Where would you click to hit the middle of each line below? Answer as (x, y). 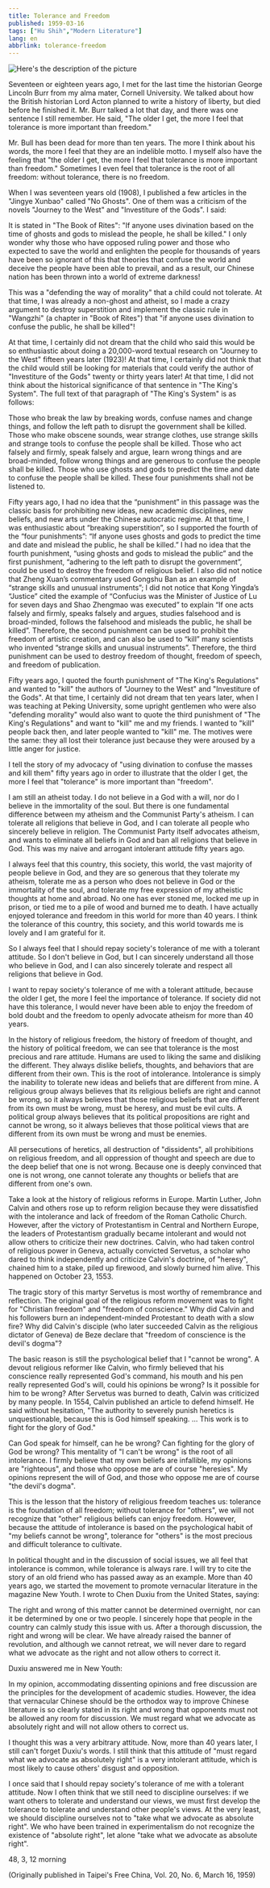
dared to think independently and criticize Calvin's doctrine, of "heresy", (128, 1259)
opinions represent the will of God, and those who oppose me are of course (134, 1478)
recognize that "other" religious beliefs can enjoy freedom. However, (122, 1519)
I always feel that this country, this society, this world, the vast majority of (130, 864)
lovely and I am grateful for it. (57, 933)
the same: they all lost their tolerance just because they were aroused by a (132, 740)
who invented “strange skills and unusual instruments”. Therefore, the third (132, 648)
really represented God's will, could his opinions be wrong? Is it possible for (134, 1385)
